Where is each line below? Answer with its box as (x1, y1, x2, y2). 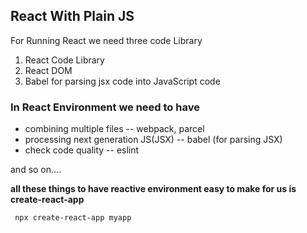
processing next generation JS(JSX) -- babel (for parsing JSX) (24, 134, 283, 146)
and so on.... (10, 164, 62, 176)
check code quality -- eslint (24, 144, 140, 156)
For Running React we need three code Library (10, 34, 203, 46)
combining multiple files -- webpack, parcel (24, 123, 205, 135)
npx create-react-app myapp (14, 213, 132, 223)
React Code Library (24, 54, 105, 66)
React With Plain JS (10, 8, 135, 25)
